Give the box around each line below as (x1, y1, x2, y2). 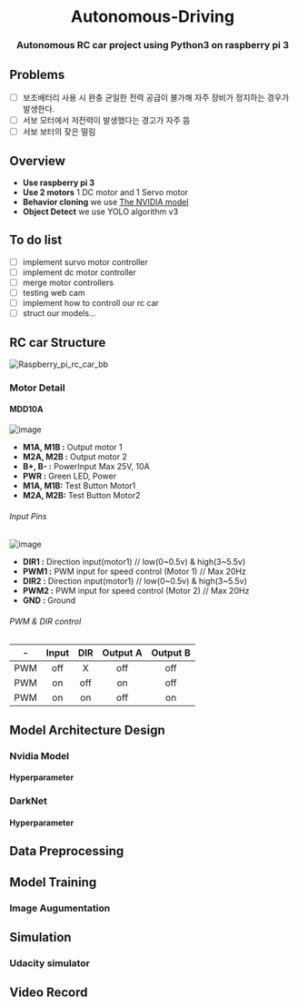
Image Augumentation (9, 902, 111, 914)
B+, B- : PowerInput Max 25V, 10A (22, 461, 150, 472)
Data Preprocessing (9, 843, 124, 859)
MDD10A (9, 404, 44, 415)
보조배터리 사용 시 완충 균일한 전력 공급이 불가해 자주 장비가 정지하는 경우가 (22, 92, 290, 103)
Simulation (9, 929, 72, 945)
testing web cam (22, 287, 85, 298)
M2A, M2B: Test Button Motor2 (22, 490, 141, 501)
